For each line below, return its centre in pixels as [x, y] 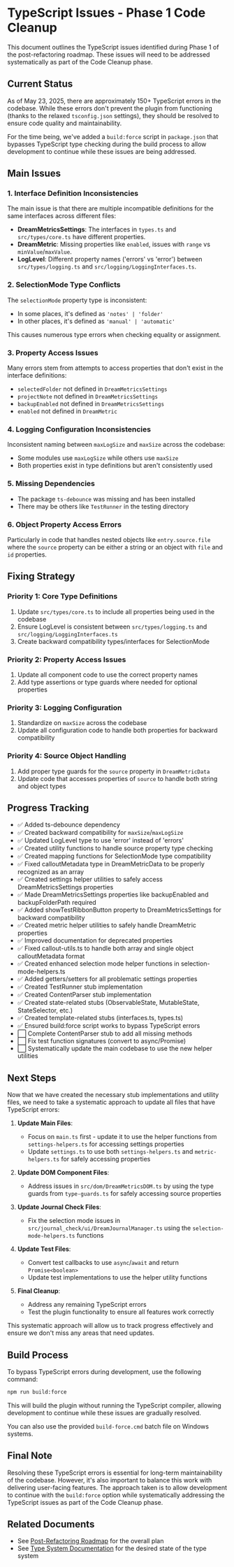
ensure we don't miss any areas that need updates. [81, 1333]
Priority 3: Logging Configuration [65, 708]
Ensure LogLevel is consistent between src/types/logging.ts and [112, 627]
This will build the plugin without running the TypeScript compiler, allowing [114, 1405]
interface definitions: [37, 375]
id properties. [27, 554]
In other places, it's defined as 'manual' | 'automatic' [96, 321]
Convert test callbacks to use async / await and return [103, 1263]
